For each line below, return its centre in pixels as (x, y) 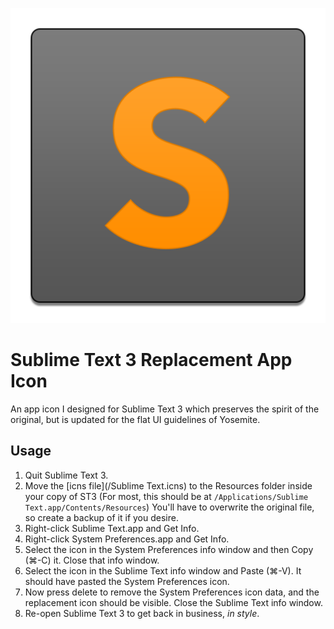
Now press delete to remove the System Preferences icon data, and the (172, 592)
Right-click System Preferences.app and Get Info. (127, 539)
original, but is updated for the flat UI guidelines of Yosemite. (135, 419)
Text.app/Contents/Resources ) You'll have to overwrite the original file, (169, 507)
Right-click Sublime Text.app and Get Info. (112, 528)
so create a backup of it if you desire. (101, 517)
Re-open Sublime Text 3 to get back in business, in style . (142, 613)
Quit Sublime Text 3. (66, 475)
